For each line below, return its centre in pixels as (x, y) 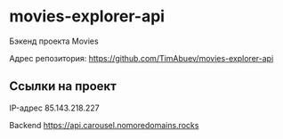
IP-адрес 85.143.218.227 (54, 108)
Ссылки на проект (63, 86)
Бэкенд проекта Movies (54, 41)
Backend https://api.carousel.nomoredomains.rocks (104, 125)
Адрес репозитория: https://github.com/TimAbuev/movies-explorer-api (141, 58)
